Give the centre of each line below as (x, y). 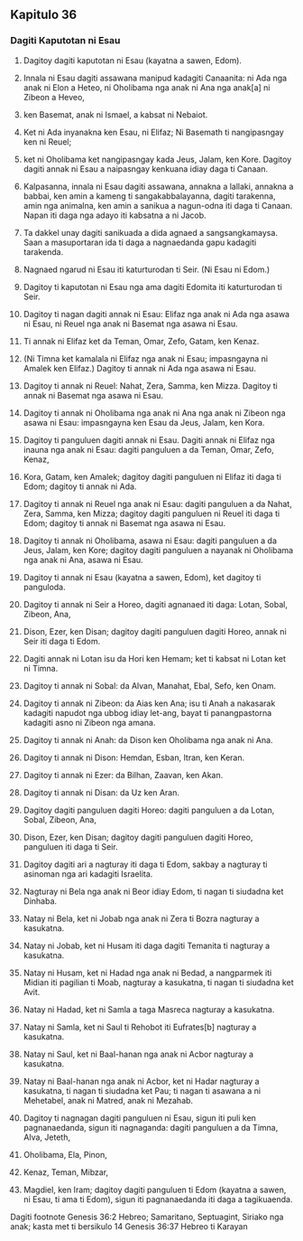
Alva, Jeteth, (47, 1137)
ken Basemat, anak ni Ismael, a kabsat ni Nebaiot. (115, 114)
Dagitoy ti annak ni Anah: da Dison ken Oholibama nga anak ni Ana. (148, 739)
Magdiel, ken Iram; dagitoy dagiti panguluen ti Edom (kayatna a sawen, (155, 1189)
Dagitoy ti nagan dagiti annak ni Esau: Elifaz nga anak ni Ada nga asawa (156, 314)
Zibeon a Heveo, (54, 97)
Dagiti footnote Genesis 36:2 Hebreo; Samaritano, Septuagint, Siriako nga (147, 1217)
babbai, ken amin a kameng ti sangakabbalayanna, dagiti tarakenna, (149, 196)
